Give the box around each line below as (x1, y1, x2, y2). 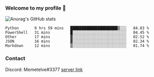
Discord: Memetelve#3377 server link (5, 66, 83, 72)
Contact (5, 55, 26, 62)
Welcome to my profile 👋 (5, 5, 66, 12)
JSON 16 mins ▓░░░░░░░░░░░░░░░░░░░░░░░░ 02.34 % (5, 39, 149, 44)
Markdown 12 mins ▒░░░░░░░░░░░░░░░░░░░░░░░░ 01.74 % (5, 43, 149, 48)
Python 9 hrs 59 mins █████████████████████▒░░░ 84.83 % (5, 26, 149, 31)
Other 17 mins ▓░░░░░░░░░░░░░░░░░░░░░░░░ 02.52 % (5, 35, 149, 40)
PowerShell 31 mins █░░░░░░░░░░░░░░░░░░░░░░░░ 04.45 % (5, 30, 149, 35)
